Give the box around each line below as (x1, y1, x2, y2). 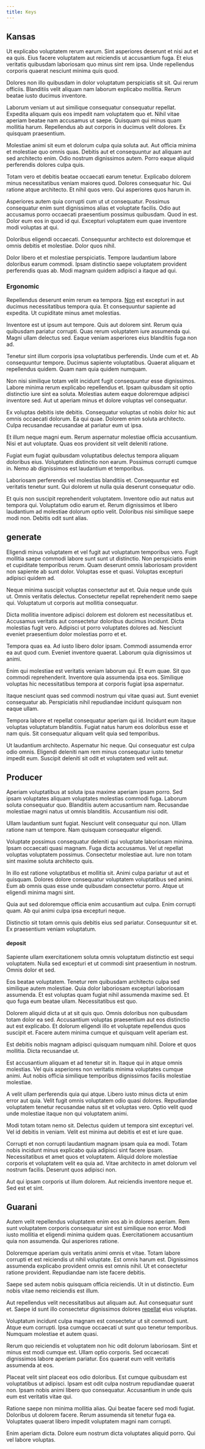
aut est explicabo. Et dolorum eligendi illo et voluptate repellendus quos (6, 1022, 186, 1030)
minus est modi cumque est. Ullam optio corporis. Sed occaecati (6, 1349, 169, 1356)
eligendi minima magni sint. (6, 889, 75, 896)
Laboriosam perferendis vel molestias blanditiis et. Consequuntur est (6, 476, 179, 483)
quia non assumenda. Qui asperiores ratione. (6, 1238, 119, 1245)
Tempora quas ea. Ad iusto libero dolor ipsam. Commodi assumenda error (6, 642, 192, 650)
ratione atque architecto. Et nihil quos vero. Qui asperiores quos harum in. (6, 186, 192, 193)
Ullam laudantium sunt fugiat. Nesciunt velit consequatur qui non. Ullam (6, 820, 187, 827)
